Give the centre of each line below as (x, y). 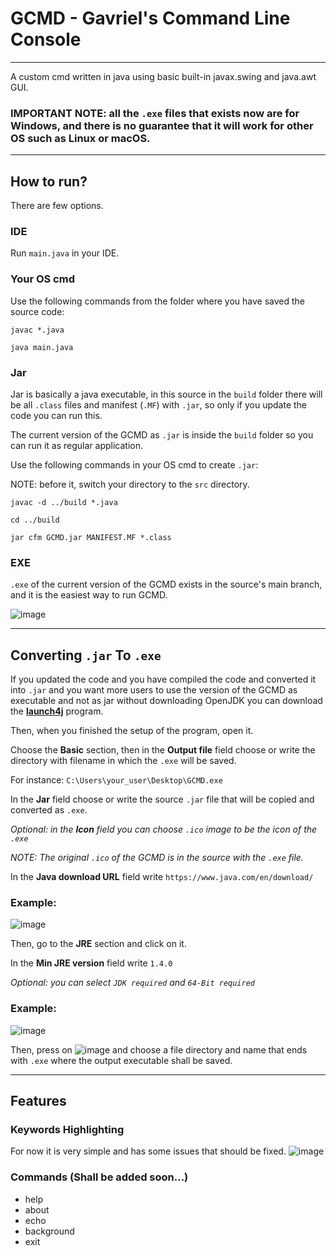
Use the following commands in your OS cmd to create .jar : (134, 464)
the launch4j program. (57, 711)
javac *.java (37, 330)
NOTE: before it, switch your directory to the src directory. (130, 484)
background (49, 1231)
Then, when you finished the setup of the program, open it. (132, 731)
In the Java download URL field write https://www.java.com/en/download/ (162, 877)
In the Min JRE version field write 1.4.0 (91, 963)
